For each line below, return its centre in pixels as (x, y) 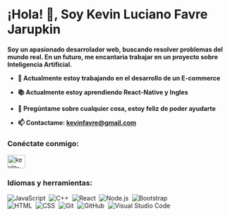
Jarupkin (34, 29)
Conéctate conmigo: (43, 143)
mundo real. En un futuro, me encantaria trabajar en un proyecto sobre (113, 56)
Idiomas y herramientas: (50, 183)
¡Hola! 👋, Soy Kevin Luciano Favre (108, 14)
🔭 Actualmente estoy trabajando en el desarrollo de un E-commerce (119, 78)
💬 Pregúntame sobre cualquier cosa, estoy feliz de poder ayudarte (117, 108)
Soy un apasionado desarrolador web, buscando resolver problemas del (115, 49)
